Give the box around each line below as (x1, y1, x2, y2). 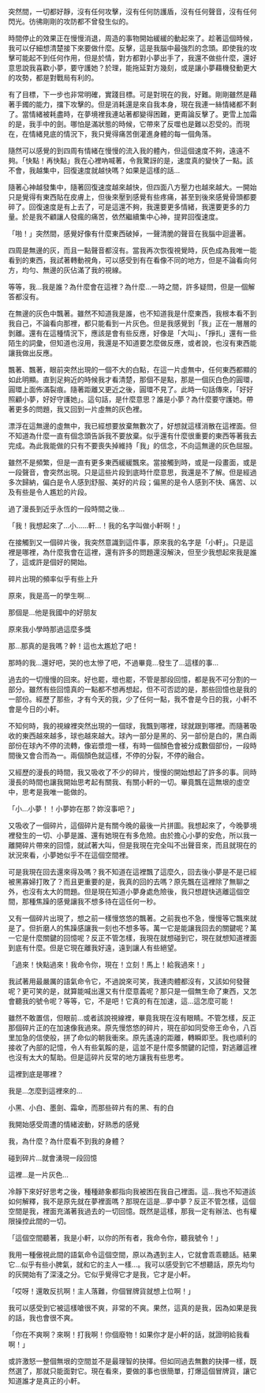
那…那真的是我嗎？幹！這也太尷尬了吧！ (8, 642, 140, 650)
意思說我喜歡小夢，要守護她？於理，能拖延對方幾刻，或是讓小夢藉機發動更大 (8, 63, 257, 73)
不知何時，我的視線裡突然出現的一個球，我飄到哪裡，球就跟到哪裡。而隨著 (8, 721, 250, 730)
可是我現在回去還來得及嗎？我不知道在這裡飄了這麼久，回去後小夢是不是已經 (8, 867, 257, 876)
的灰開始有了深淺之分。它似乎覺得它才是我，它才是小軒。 (8, 1270, 195, 1279)
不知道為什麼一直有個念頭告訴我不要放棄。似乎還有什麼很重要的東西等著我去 (8, 431, 257, 440)
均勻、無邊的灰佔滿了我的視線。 (21, 265, 126, 275)
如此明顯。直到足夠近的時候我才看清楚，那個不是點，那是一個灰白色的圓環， (8, 375, 257, 384)
